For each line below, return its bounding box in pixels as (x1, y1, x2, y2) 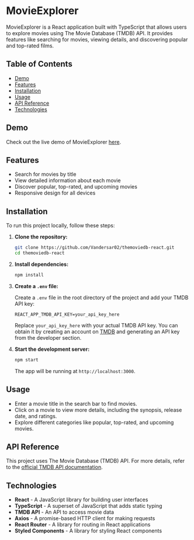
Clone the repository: (14, 233, 68, 241)
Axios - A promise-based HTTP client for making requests (14, 515, 155, 522)
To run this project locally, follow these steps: (6, 222, 115, 229)
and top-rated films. (6, 42, 54, 49)
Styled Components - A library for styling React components (14, 527, 162, 534)
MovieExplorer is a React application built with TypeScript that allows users (6, 23, 187, 30)
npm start (14, 357, 39, 363)
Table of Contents (6, 59, 73, 69)
